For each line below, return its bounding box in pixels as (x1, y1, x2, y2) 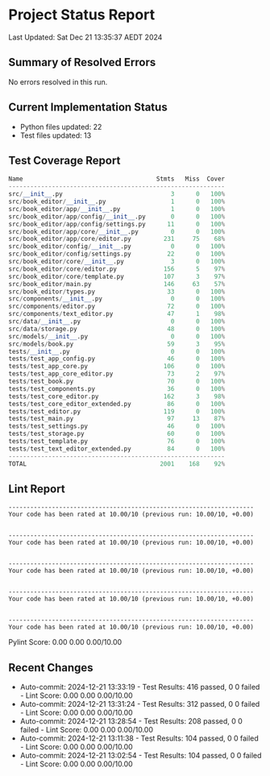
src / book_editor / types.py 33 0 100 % (8, 288, 226, 296)
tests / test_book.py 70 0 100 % (8, 377, 226, 385)
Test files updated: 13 (19, 131, 92, 140)
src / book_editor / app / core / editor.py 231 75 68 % (8, 235, 226, 243)
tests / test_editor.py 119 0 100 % (8, 407, 226, 416)
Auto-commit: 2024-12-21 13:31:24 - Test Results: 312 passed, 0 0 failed (19, 699, 260, 709)
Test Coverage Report (8, 153, 121, 167)
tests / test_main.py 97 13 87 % (8, 415, 226, 423)
